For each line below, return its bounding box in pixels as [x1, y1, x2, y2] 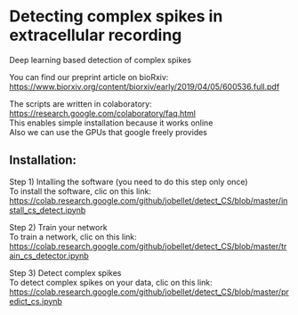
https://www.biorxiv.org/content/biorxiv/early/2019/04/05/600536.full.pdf [9, 81, 280, 92]
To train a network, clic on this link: [9, 231, 138, 242]
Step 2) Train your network [9, 222, 109, 232]
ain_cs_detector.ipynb [9, 250, 89, 261]
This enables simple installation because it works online [9, 117, 213, 128]
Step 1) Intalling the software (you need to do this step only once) [9, 176, 248, 187]
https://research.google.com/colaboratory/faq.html [9, 108, 197, 118]
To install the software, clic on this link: [9, 185, 151, 197]
